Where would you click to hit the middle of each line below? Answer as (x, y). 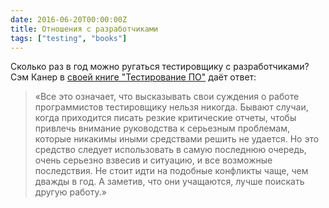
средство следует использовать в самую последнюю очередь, (170, 150)
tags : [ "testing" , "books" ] (69, 38)
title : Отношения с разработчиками (84, 29)
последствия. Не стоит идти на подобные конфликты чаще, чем (171, 171)
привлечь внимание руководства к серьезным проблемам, (162, 128)
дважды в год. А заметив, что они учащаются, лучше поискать (169, 182)
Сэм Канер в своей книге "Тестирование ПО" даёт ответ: (133, 77)
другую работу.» (70, 192)
